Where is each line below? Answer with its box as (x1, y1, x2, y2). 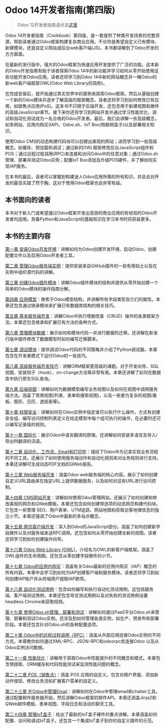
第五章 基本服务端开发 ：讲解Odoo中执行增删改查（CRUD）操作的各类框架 (5, 313, 156, 319)
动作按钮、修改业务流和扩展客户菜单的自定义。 (5, 677, 100, 684)
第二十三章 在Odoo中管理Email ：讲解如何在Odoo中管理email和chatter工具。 (5, 688, 161, 694)
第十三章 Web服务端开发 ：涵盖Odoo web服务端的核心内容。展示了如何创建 (5, 471, 158, 477)
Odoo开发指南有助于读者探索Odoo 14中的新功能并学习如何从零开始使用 (9, 67, 155, 73)
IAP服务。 (9, 163, 30, 169)
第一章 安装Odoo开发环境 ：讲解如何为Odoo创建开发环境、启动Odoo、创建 (5, 246, 157, 252)
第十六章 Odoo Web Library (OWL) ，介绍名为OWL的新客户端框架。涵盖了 (5, 546, 155, 553)
